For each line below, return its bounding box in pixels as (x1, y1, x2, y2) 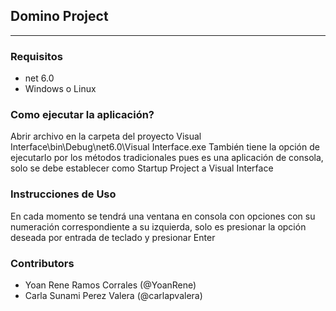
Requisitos (10, 49, 63, 63)
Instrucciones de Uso (10, 187, 117, 201)
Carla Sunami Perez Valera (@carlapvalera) (24, 290, 203, 301)
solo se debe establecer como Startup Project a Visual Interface (10, 162, 274, 174)
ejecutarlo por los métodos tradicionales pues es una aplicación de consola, (10, 152, 324, 164)
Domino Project (10, 8, 109, 25)
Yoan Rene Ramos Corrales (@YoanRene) (24, 279, 197, 291)
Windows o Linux (24, 83, 97, 95)
